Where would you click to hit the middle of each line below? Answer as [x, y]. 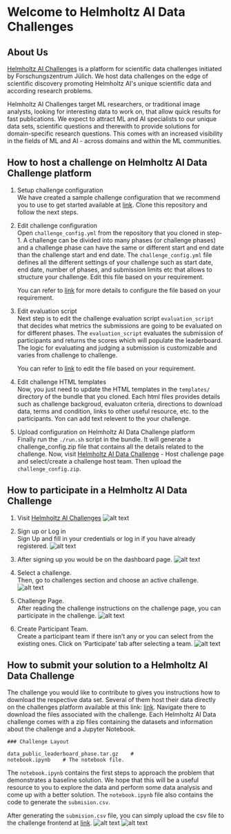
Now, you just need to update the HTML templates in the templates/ [113, 389]
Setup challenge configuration [60, 190]
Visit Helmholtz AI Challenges [59, 518]
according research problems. [50, 91]
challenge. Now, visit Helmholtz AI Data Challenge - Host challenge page [120, 454]
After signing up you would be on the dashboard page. [94, 559]
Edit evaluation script [47, 311]
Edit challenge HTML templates [62, 381]
